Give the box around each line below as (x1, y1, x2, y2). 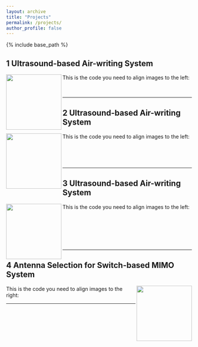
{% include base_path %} (6, 41, 68, 48)
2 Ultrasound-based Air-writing (62, 108, 181, 118)
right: (6, 292, 19, 299)
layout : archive (6, 8, 46, 15)
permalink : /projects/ (6, 19, 62, 25)
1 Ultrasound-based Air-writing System (6, 58, 153, 68)
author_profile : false (6, 25, 62, 31)
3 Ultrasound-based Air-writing (62, 178, 181, 189)
